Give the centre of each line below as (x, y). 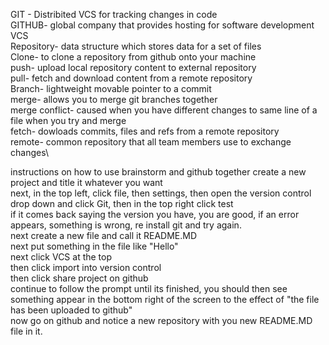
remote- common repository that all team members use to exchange (151, 142)
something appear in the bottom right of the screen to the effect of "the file (165, 299)
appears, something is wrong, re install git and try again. (126, 225)
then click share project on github (79, 278)
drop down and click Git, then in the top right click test (122, 203)
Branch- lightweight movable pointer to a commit (111, 88)
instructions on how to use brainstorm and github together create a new (158, 172)
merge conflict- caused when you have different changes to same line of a (164, 110)
